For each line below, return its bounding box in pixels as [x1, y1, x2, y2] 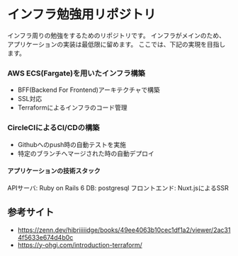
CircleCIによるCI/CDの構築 [7, 123, 100, 133]
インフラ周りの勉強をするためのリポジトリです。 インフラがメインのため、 [7, 31, 225, 40]
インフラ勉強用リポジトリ [7, 6, 157, 23]
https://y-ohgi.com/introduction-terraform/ [17, 240, 143, 249]
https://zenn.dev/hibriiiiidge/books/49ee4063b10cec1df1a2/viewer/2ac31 [17, 226, 231, 234]
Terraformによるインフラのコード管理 [17, 103, 127, 112]
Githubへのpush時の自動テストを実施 [17, 140, 126, 149]
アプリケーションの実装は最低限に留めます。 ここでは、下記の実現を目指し [7, 40, 226, 48]
